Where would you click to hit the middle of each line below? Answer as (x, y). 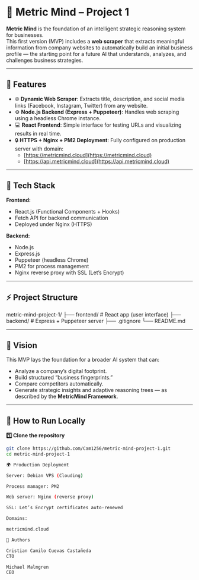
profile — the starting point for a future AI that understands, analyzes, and (96, 54)
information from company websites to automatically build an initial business (99, 48)
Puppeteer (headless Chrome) (52, 260)
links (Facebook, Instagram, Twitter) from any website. (81, 105)
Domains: (17, 519)
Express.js (27, 253)
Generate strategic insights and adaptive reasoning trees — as (91, 390)
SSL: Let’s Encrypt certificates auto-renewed (65, 508)
